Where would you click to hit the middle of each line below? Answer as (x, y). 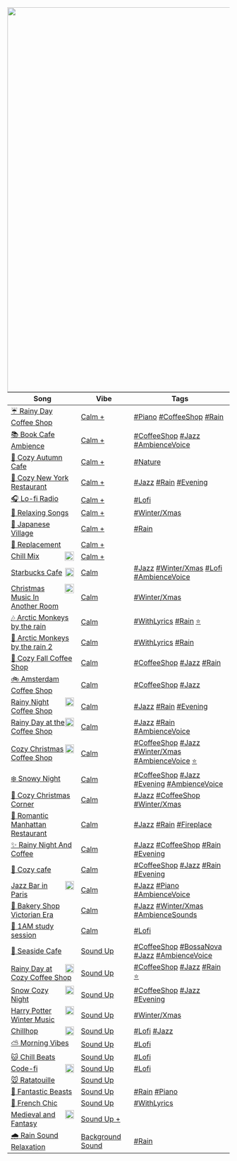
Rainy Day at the (38, 722)
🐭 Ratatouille (33, 1080)
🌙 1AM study (32, 926)
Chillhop (25, 1031)
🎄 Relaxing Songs (40, 513)
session (24, 935)
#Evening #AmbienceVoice (178, 784)
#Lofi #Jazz (153, 1031)
